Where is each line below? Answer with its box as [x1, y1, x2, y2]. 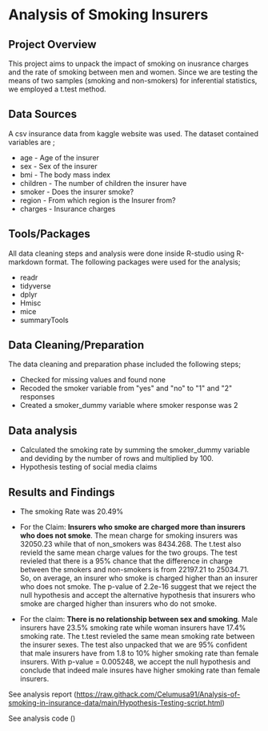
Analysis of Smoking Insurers [8, 6, 209, 24]
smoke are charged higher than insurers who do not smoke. [19, 599, 218, 608]
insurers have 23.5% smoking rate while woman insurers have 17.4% [19, 623, 246, 632]
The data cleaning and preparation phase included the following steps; [8, 359, 242, 370]
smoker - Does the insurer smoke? [19, 187, 134, 196]
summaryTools [19, 315, 70, 325]
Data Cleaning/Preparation [8, 338, 145, 352]
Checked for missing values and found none [19, 375, 166, 385]
